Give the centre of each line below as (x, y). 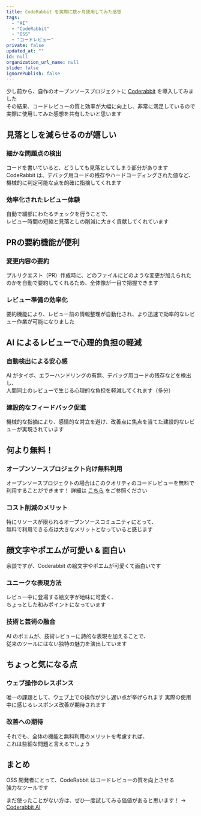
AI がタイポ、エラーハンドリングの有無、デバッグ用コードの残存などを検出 (99, 375)
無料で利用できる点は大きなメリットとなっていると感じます (79, 529)
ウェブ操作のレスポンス (40, 683)
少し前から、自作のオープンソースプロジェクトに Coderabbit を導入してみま (100, 92)
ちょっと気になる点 (42, 664)
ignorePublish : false (33, 73)
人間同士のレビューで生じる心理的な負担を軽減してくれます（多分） (90, 390)
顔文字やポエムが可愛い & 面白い (66, 550)
